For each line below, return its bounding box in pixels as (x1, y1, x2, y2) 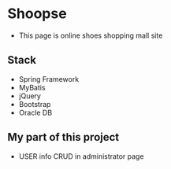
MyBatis (18, 83, 46, 92)
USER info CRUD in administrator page (18, 151, 144, 161)
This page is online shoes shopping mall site (18, 31, 163, 40)
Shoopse (7, 5, 68, 23)
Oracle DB (18, 108, 53, 117)
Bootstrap (18, 99, 51, 108)
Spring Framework (18, 74, 80, 83)
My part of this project (7, 130, 120, 144)
